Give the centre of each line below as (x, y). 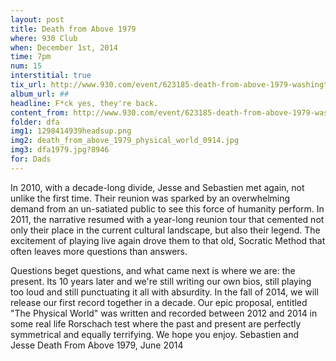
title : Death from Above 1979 (73, 29)
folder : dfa (35, 122)
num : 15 (26, 66)
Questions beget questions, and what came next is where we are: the (153, 270)
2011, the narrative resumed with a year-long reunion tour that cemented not (167, 219)
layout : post (37, 19)
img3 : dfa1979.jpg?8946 (60, 150)
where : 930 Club (44, 38)
